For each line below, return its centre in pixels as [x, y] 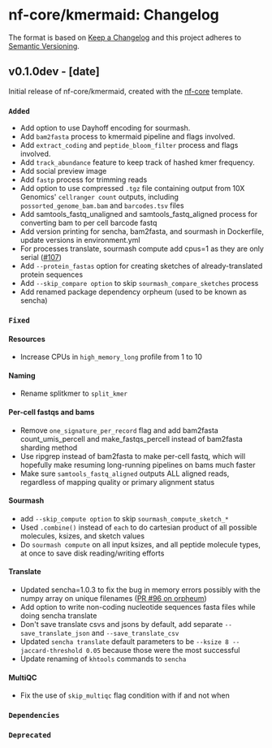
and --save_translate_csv [135, 633]
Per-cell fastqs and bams [52, 412]
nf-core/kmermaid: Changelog [114, 15]
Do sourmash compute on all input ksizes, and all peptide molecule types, [140, 544]
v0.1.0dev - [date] [54, 72]
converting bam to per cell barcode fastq [89, 223]
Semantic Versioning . [44, 45]
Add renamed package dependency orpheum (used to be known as [134, 292]
